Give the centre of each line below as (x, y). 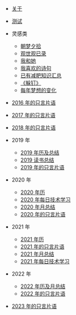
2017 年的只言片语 (33, 115)
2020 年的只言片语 (43, 214)
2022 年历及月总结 (43, 286)
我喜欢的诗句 (36, 68)
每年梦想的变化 (38, 90)
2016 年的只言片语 (34, 103)
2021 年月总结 (37, 254)
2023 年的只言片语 (34, 306)
